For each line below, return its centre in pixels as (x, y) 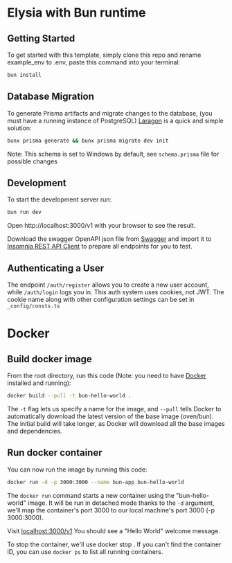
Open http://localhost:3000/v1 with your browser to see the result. (101, 226)
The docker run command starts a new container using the (91, 495)
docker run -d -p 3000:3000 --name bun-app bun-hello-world (96, 482)
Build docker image (50, 359)
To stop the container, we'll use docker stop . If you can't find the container (114, 544)
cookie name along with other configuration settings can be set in (101, 300)
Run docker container (55, 453)
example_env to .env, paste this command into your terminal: (94, 62)
